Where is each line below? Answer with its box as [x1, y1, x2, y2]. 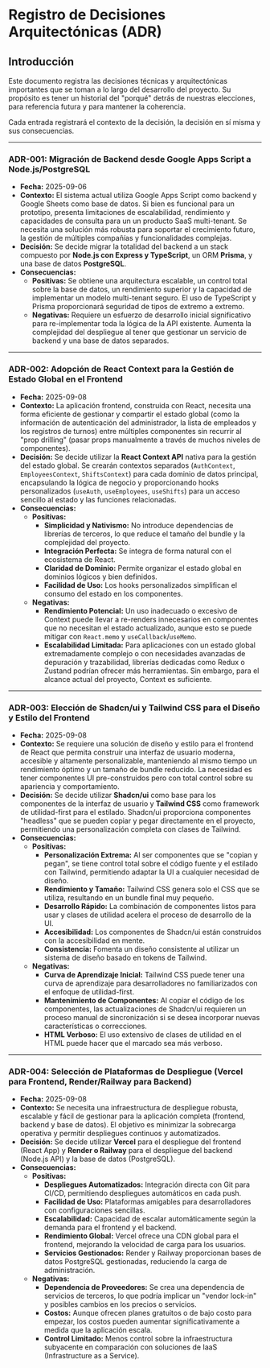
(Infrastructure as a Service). [43, 1351, 140, 1361]
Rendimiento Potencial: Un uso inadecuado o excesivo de [43, 605, 238, 615]
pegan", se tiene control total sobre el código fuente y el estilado [43, 858, 259, 868]
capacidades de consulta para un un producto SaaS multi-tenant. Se [19, 216, 247, 226]
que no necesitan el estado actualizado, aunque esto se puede [43, 622, 252, 633]
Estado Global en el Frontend [8, 374, 123, 385]
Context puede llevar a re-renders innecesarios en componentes [43, 614, 259, 624]
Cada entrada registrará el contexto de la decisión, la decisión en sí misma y [8, 118, 261, 126]
